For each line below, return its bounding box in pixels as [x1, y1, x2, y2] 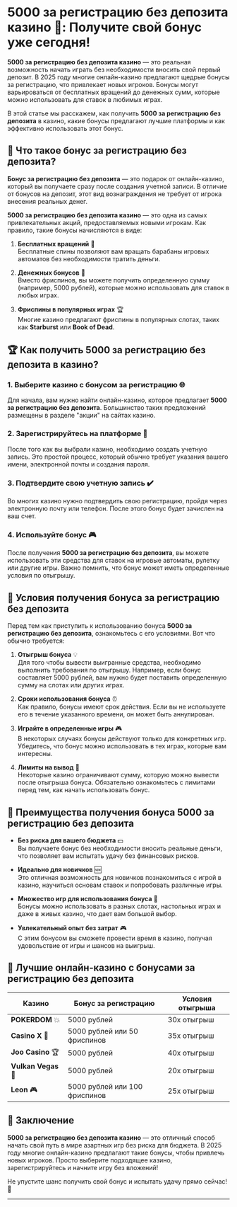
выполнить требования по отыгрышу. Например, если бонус [17, 666, 202, 675]
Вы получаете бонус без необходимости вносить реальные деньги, [17, 844, 223, 852]
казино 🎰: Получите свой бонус [7, 19, 202, 35]
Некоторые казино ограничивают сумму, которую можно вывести [17, 771, 219, 779]
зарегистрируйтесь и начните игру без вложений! [7, 1163, 159, 1172]
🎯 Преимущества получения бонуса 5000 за [7, 806, 214, 818]
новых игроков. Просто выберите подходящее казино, [7, 1155, 173, 1165]
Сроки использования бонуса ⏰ [17, 694, 118, 703]
